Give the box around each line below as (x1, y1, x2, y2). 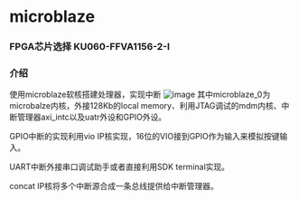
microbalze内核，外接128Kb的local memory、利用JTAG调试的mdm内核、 (9, 100, 282, 111)
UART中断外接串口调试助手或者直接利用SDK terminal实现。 (9, 161, 230, 173)
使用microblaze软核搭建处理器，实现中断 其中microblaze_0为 (9, 89, 271, 100)
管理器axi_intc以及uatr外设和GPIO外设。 (16, 111, 167, 123)
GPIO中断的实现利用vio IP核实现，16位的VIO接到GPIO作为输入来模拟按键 (9, 131, 280, 142)
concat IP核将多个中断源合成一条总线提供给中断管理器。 (9, 181, 219, 192)
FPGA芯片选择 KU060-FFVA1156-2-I (9, 41, 170, 53)
